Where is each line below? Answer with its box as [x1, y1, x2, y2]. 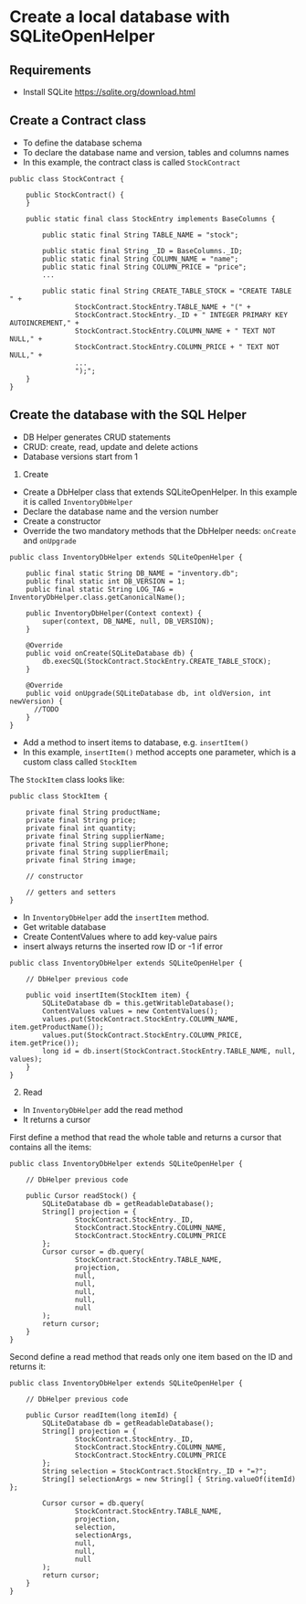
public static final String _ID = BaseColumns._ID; [42, 246, 244, 255]
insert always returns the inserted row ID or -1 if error [22, 940, 224, 952]
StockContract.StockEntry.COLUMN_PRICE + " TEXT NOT [74, 342, 280, 351]
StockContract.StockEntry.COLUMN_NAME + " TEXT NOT [74, 326, 276, 336]
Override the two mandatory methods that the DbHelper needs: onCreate [22, 525, 297, 536]
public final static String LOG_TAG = [26, 584, 174, 593]
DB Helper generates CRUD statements [22, 432, 171, 443]
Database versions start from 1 [22, 451, 139, 462]
